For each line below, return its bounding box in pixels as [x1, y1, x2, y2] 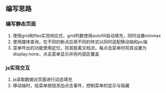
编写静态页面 [5, 21, 36, 27]
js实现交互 [5, 64, 31, 71]
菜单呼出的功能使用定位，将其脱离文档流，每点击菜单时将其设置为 [12, 45, 147, 50]
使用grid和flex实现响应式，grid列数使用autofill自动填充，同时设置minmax [12, 32, 161, 38]
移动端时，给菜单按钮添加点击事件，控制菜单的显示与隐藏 [12, 82, 130, 88]
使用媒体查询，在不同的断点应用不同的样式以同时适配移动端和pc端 [12, 39, 148, 45]
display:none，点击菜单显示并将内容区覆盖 [12, 51, 100, 57]
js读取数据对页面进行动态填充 [12, 76, 73, 82]
